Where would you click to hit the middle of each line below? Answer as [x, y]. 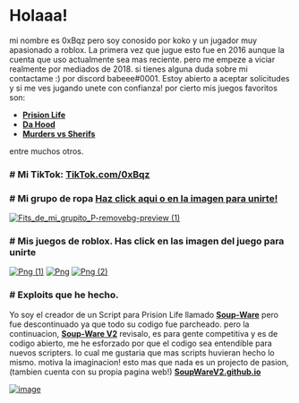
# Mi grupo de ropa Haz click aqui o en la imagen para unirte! [144, 198]
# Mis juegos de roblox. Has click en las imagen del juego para [147, 241]
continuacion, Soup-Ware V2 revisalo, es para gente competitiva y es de [144, 333]
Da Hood [38, 124]
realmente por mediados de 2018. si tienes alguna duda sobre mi [128, 69]
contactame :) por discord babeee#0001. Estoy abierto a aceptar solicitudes [149, 78]
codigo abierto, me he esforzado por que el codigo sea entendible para [141, 343]
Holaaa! [38, 16]
